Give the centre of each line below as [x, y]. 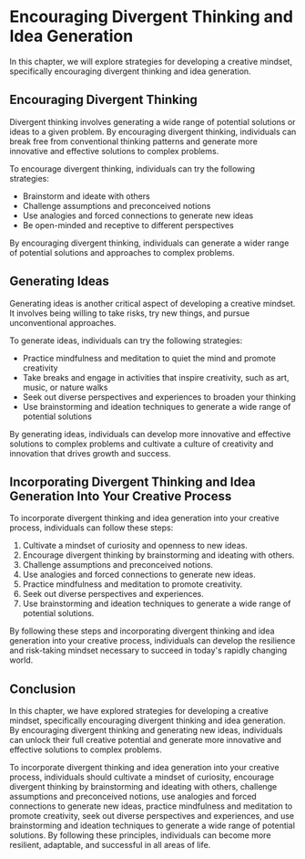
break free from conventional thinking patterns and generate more [133, 141]
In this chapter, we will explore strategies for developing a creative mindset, [151, 61]
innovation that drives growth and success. [90, 453]
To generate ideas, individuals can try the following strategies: [126, 340]
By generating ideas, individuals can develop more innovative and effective [150, 434]
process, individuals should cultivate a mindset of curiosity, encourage [142, 777]
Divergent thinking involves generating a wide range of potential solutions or [152, 121]
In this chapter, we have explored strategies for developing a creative [139, 711]
